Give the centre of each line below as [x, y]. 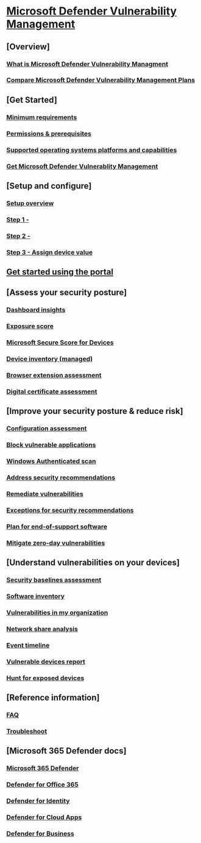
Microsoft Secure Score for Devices [60, 343]
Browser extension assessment [54, 375]
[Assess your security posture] [67, 292]
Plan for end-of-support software [57, 526]
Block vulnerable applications [51, 445]
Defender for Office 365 [43, 785]
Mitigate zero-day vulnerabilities [56, 543]
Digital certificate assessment [52, 391]
